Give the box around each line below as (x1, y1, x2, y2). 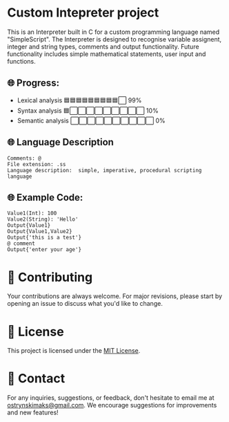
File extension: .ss (7, 160, 67, 167)
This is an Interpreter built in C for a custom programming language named (7, 28, 220, 36)
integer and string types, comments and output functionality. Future (7, 42, 199, 51)
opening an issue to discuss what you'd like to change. (7, 300, 163, 308)
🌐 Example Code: (7, 192, 83, 203)
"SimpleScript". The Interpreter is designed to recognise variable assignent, (7, 35, 222, 43)
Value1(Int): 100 (7, 210, 57, 217)
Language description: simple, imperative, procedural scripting (7, 167, 202, 174)
